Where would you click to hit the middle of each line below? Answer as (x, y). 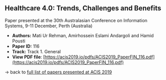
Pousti (19, 41)
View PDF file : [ (28, 57)
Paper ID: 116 (26, 46)
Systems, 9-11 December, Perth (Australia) (49, 26)
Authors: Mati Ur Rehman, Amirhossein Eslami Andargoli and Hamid (83, 35)
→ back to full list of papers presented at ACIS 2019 (58, 72)
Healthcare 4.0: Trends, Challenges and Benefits (83, 8)
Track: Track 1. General (36, 51)
